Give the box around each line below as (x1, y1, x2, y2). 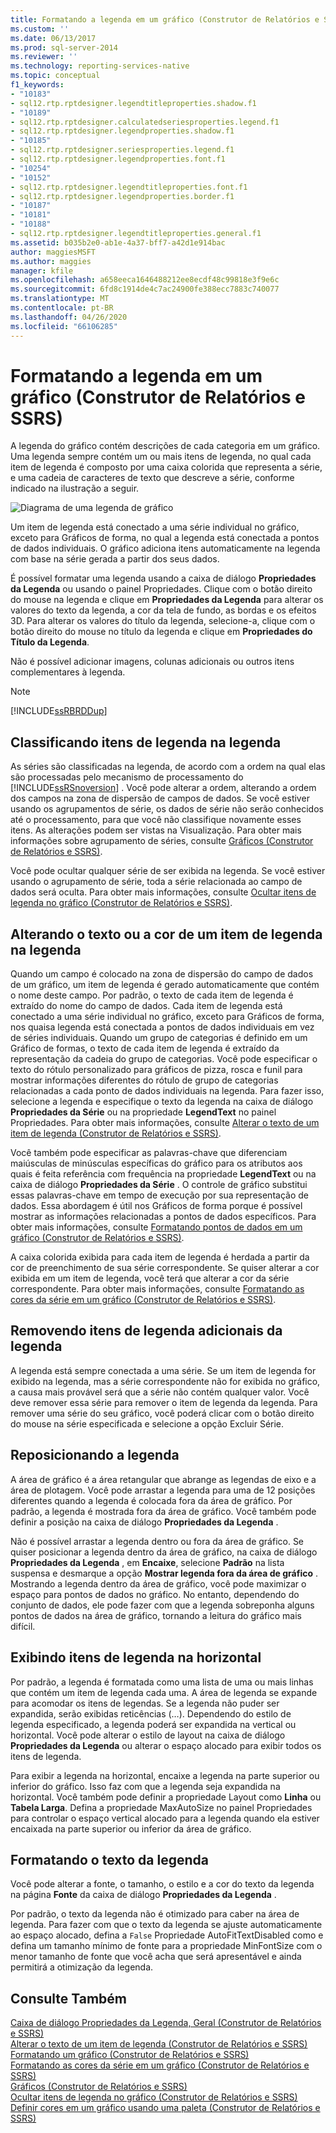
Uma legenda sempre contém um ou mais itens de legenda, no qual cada (10, 451, 312, 463)
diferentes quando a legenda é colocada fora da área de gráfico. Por (10, 1494, 293, 1506)
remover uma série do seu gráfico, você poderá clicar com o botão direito (10, 1407, 315, 1419)
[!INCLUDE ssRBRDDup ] (10, 705, 108, 717)
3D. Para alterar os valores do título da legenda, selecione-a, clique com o (10, 615, 316, 627)
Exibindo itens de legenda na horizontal (10, 1649, 262, 1666)
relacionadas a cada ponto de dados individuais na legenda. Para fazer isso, (10, 1085, 325, 1097)
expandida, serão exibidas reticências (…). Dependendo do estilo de (10, 1707, 292, 1720)
